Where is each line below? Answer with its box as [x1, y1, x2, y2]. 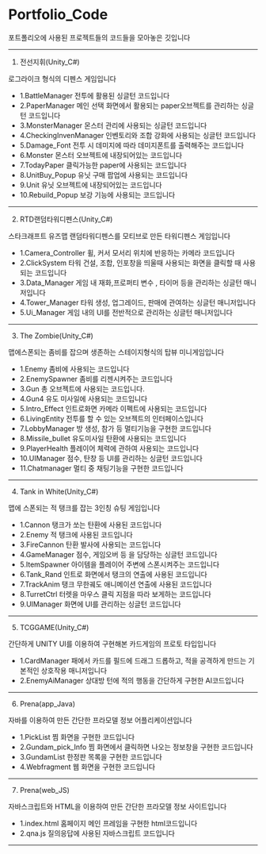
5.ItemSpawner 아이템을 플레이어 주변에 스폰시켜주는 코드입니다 [19, 560, 220, 569]
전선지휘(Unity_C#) [19, 57, 81, 67]
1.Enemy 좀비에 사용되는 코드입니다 [19, 364, 130, 374]
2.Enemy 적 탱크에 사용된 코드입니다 [19, 529, 133, 539]
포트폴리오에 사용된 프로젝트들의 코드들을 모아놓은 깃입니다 [8, 33, 191, 42]
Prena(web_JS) [19, 785, 70, 794]
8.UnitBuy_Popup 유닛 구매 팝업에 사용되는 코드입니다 [19, 170, 188, 179]
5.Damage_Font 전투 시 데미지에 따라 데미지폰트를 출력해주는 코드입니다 [19, 140, 244, 150]
